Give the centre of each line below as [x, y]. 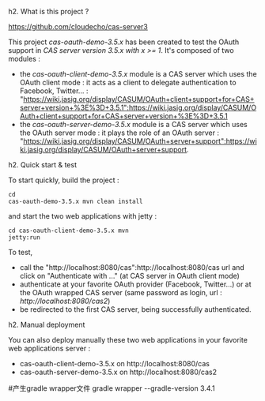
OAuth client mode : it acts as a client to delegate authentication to [128, 82]
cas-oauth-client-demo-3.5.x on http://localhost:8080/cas [114, 364]
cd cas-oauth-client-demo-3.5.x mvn [68, 230]
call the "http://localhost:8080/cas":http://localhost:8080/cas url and [132, 267]
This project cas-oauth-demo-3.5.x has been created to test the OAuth [124, 42]
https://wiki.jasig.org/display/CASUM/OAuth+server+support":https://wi [140, 141]
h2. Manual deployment [47, 324]
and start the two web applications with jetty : [82, 216]
